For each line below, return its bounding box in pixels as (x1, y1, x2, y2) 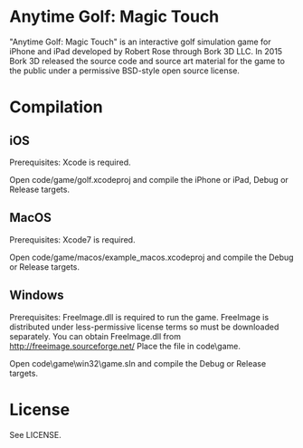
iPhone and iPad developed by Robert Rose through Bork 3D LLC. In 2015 (9, 45, 283, 56)
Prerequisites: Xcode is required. (9, 157, 131, 167)
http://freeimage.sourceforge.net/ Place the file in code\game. (9, 340, 241, 351)
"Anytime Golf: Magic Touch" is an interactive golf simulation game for (9, 36, 271, 47)
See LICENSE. (9, 429, 62, 440)
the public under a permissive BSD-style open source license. (9, 65, 240, 76)
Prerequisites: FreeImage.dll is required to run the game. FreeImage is (9, 311, 270, 322)
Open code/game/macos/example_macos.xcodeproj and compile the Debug (9, 252, 294, 262)
